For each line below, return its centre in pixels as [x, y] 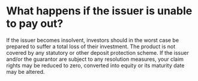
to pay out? [35, 24]
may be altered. [25, 71]
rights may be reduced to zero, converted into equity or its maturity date [95, 65]
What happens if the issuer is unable [99, 11]
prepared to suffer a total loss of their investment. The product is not [91, 46]
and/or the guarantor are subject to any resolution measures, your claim [95, 59]
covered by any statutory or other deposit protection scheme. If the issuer [97, 52]
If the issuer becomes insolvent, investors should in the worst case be [92, 40]
